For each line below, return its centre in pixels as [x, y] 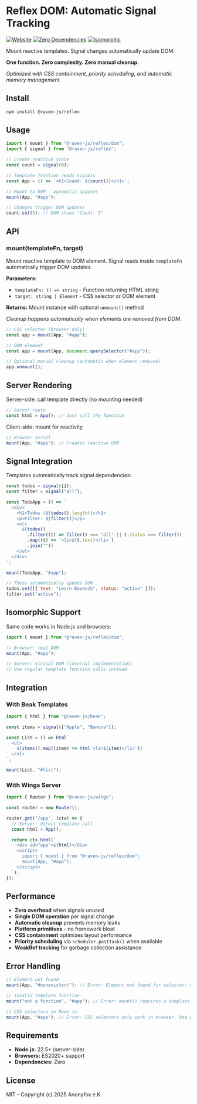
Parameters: [21, 278]
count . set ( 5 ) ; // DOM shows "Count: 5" [55, 213]
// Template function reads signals [51, 175]
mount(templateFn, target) [45, 248]
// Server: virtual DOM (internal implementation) [69, 664]
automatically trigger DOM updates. [49, 267]
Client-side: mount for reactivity [45, 427]
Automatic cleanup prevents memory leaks [67, 923]
